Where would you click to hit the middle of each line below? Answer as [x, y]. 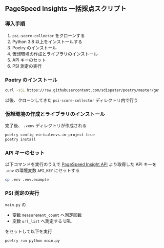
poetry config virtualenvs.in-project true [50, 135]
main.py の [16, 205]
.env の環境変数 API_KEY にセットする [42, 170]
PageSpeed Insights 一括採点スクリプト [66, 9]
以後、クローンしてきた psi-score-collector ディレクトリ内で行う [72, 100]
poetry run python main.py [32, 241]
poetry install [20, 140]
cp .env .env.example [27, 180]
